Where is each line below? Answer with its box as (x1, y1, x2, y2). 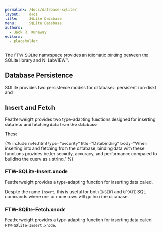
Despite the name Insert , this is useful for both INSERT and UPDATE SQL (5, 188, 146, 195)
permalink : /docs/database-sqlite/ (5, 7, 77, 12)
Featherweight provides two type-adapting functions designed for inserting (5, 116, 156, 122)
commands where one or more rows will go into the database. (5, 194, 129, 199)
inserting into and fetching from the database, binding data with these (5, 145, 145, 151)
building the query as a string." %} (5, 156, 74, 162)
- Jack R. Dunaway (9, 30, 47, 35)
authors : (5, 25, 23, 30)
